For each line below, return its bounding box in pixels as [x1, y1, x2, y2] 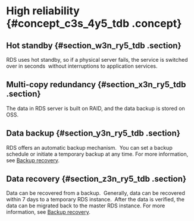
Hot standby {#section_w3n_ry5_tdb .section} [6, 40, 182, 50]
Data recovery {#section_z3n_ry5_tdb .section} [6, 174, 187, 184]
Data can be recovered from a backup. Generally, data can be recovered [6, 190, 186, 197]
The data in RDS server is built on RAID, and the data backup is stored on [6, 105, 186, 112]
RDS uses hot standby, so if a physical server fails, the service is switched [6, 56, 189, 63]
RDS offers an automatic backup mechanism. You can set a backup [6, 144, 173, 151]
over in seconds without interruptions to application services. [6, 62, 158, 70]
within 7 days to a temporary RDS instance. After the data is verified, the [6, 196, 184, 203]
